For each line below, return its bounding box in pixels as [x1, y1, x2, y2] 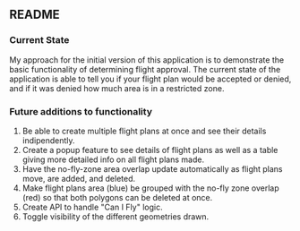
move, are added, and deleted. [21, 173, 136, 184]
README [9, 7, 60, 22]
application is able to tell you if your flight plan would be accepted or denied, [9, 73, 292, 84]
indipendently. [21, 134, 75, 146]
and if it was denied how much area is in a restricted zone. [9, 82, 225, 93]
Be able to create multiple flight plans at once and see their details [21, 125, 267, 136]
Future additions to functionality [9, 105, 152, 117]
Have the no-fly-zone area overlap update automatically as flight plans [21, 163, 283, 174]
